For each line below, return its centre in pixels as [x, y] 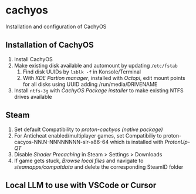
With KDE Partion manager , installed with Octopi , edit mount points [104, 78]
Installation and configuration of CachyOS [56, 26]
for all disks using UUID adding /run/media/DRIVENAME [90, 84]
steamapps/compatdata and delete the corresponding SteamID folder [99, 167]
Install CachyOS [33, 59]
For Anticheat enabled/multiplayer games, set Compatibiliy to [88, 135]
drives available [33, 96]
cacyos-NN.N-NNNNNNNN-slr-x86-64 [61, 142]
